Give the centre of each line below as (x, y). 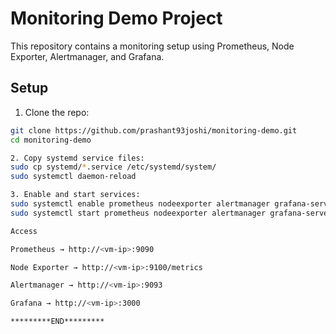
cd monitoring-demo (51, 140)
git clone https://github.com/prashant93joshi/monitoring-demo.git (154, 130)
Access (24, 231)
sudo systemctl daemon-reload (73, 177)
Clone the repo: (57, 112)
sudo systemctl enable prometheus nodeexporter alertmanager (140, 204)
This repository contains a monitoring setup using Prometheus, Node (152, 46)
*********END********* (57, 322)
